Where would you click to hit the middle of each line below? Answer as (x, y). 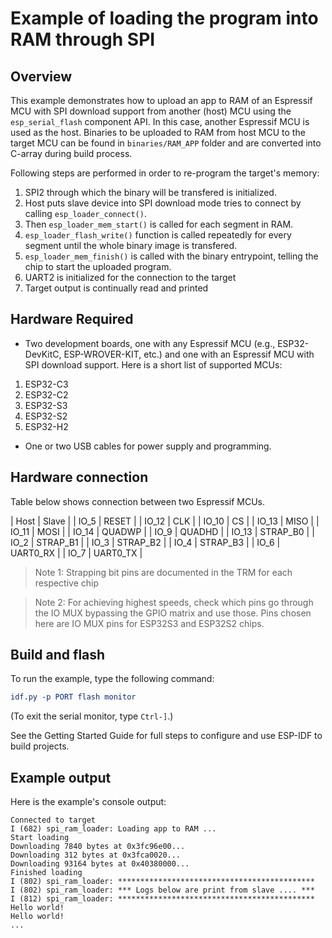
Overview (41, 76)
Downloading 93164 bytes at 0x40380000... (100, 864)
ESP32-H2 (46, 426)
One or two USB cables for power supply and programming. (148, 446)
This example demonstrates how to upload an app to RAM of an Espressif (161, 100)
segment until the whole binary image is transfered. (130, 245)
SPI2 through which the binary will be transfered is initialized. (150, 192)
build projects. (40, 746)
